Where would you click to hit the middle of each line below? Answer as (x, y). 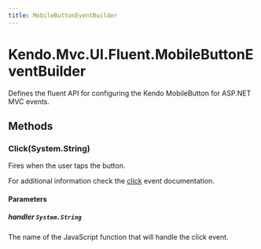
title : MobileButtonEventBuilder (63, 15)
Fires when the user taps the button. (67, 165)
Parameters (28, 199)
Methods (31, 126)
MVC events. (29, 101)
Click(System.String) (49, 148)
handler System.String (45, 217)
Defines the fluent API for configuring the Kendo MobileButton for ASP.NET (130, 93)
